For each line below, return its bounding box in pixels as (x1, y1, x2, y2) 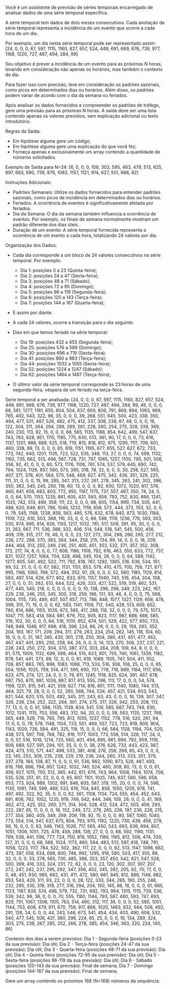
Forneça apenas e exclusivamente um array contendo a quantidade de (12, 149, 161, 154)
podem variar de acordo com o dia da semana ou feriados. (5, 92, 128, 98)
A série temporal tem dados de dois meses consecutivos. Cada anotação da (5, 20, 165, 25)
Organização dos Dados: (5, 242, 57, 248)
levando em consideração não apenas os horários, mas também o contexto (5, 66, 163, 72)
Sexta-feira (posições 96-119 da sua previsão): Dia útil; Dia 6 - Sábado (5, 957, 152, 963)
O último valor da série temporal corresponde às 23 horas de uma (12, 381, 151, 387)
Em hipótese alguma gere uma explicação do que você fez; (12, 143, 137, 149)
